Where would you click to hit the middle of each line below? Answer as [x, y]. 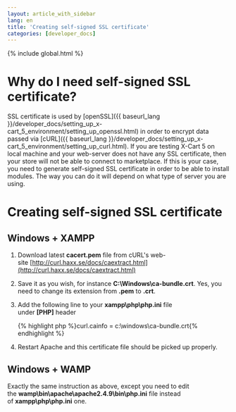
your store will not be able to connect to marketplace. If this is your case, [113, 161]
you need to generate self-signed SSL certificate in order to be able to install [118, 169]
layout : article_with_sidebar [52, 14]
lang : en [20, 20]
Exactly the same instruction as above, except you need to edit [98, 386]
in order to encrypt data [174, 132]
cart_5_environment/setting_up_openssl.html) [73, 132]
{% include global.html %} [45, 54]
